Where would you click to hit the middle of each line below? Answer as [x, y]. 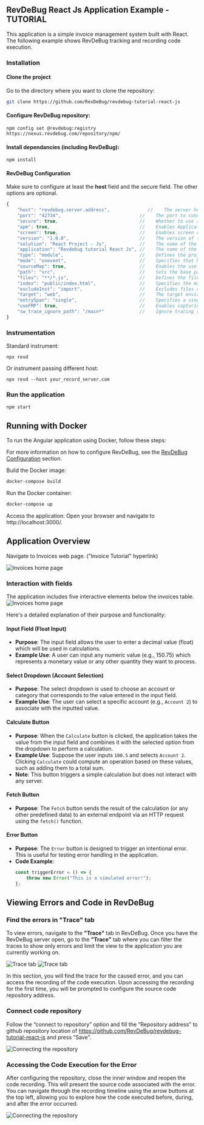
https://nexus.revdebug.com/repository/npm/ [63, 134]
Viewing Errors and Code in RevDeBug [80, 903]
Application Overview [48, 542]
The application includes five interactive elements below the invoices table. [100, 596]
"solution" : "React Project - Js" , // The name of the [107, 244]
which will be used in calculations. [58, 649]
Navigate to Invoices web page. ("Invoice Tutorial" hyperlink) [82, 556]
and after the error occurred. [42, 1103]
